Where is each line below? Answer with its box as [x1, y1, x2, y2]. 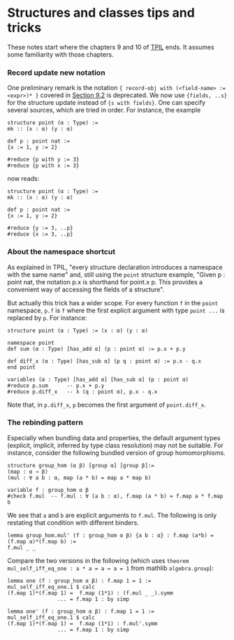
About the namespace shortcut [7, 247, 116, 256]
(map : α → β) [7, 468, 49, 475]
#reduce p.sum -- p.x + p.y [7, 382, 105, 389]
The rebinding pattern [7, 418, 84, 428]
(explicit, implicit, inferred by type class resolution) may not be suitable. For [7, 441, 224, 449]
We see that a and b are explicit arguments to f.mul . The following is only [7, 511, 217, 519]
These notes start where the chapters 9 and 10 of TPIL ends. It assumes [7, 43, 214, 51]
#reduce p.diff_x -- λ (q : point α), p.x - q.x [7, 388, 158, 395]
